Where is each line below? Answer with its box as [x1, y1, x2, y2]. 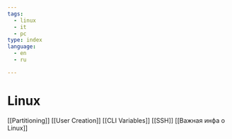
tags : [7, 10, 23, 18]
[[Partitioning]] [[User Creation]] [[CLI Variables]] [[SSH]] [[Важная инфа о [7, 116, 225, 124]
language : [7, 43, 37, 50]
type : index [7, 37, 42, 44]
